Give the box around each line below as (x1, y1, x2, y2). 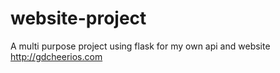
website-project (10, 7, 147, 30)
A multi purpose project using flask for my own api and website (10, 40, 271, 52)
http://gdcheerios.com (10, 50, 103, 62)
